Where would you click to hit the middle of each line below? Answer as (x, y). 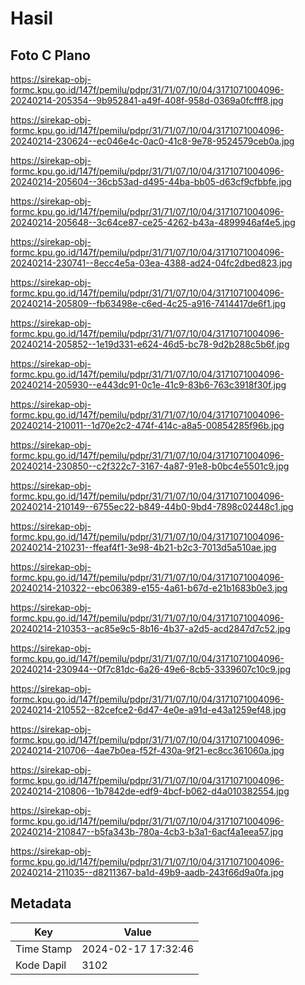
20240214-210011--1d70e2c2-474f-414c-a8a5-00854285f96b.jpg (147, 425)
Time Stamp (44, 949)
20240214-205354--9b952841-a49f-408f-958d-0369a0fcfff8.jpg (147, 100)
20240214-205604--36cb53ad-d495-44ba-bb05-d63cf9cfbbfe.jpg (151, 181)
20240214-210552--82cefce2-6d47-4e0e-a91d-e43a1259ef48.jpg (148, 710)
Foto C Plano (50, 55)
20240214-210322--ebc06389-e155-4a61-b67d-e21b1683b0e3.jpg (149, 588)
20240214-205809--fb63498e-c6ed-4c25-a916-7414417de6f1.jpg (148, 303)
